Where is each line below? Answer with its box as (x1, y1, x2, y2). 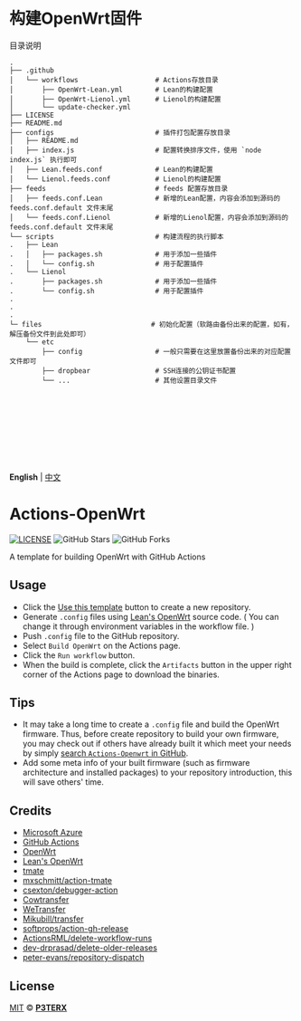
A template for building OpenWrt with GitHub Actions (9, 551, 206, 562)
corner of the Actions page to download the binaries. (22, 669, 220, 680)
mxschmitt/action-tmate (22, 875, 113, 886)
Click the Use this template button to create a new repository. (22, 601, 251, 612)
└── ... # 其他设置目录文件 (42, 376, 218, 385)
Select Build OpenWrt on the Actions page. (22, 640, 181, 651)
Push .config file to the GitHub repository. (22, 630, 180, 641)
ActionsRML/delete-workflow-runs (22, 933, 153, 944)
